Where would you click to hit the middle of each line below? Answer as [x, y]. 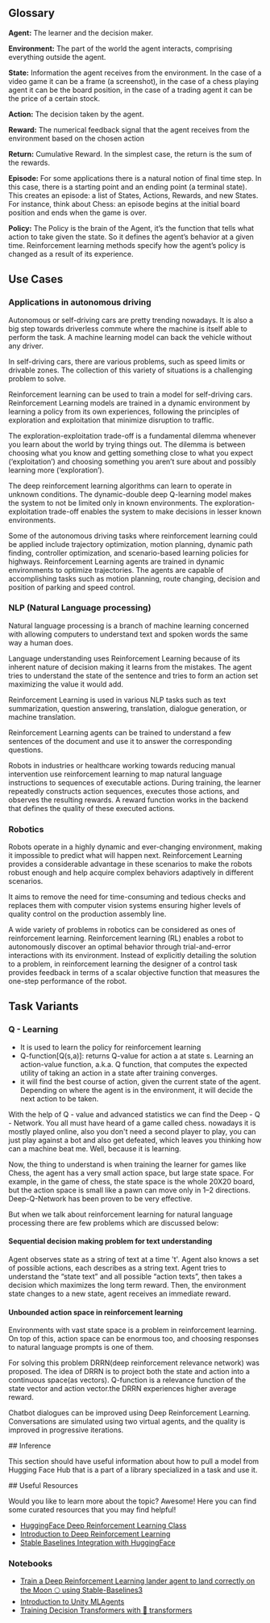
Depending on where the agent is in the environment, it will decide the [136, 1090]
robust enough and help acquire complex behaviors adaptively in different [131, 872]
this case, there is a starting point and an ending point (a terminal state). [128, 187]
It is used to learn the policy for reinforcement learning [110, 1047]
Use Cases [36, 279]
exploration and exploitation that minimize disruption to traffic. [112, 420]
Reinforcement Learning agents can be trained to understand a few [120, 732]
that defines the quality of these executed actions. [92, 808]
